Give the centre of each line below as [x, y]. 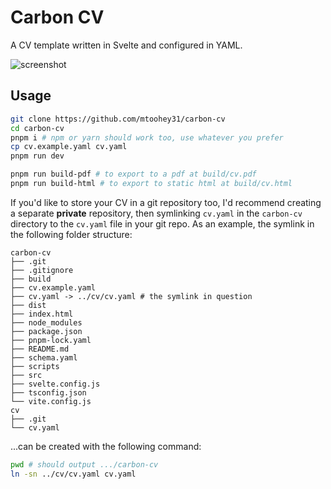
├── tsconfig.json [48, 392]
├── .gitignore [42, 270]
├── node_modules [46, 322]
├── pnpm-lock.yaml [51, 340]
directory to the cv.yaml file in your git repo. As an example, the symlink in [162, 223]
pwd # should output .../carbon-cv [84, 464]
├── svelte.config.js [55, 384]
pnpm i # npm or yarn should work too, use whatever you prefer [147, 137]
